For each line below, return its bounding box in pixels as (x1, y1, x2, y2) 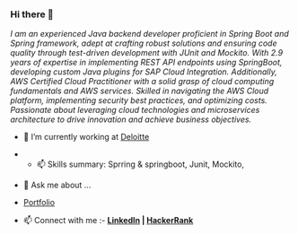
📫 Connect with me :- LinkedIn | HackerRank (22, 215, 194, 226)
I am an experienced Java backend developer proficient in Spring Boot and (10, 29, 290, 39)
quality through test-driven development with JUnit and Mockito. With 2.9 (10, 48, 284, 58)
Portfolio (22, 197, 56, 208)
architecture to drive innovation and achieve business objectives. (10, 114, 252, 125)
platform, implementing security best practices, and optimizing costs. (10, 95, 267, 106)
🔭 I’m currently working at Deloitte (22, 132, 150, 143)
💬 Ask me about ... (22, 179, 92, 191)
